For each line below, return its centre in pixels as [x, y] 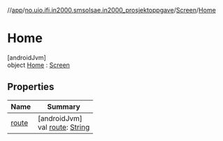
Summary [64, 106]
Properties [31, 87]
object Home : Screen [38, 65]
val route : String [64, 127]
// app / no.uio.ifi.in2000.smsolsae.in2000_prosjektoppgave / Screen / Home [112, 10]
